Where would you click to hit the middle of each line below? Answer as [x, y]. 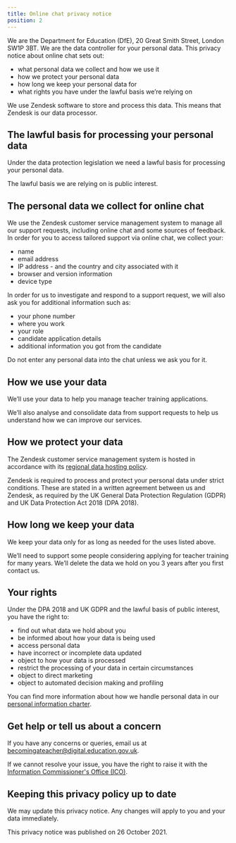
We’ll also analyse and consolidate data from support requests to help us [113, 412]
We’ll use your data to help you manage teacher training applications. [108, 399]
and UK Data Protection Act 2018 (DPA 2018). [73, 502]
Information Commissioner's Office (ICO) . [68, 772]
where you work [41, 324]
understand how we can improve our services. [75, 420]
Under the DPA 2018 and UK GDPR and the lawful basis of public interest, [114, 609]
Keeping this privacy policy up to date [92, 794]
